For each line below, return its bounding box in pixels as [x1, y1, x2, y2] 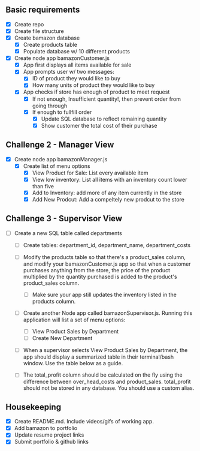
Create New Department [32, 335, 93, 342]
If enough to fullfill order [32, 108, 92, 116]
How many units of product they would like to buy [32, 82, 155, 89]
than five [32, 182, 54, 190]
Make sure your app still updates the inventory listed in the [32, 291, 177, 298]
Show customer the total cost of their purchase [41, 122, 157, 129]
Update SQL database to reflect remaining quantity [41, 115, 167, 122]
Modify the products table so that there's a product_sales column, [23, 253, 186, 260]
